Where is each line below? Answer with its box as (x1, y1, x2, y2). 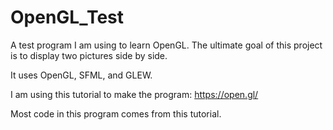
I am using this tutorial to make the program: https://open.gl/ (10, 88, 259, 100)
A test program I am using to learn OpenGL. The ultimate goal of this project (10, 39, 323, 51)
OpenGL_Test (10, 6, 125, 29)
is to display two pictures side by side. (10, 49, 168, 61)
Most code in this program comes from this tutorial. (10, 107, 222, 120)
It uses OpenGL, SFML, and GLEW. (10, 69, 153, 81)
